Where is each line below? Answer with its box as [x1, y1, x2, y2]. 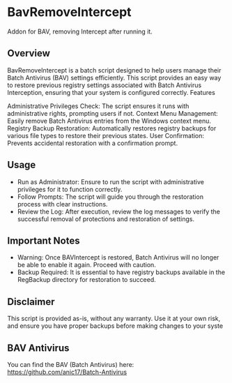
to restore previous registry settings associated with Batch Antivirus [7, 81, 202, 89]
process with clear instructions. [17, 200, 108, 208]
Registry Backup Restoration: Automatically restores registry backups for [7, 123, 217, 133]
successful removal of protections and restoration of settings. [17, 214, 195, 223]
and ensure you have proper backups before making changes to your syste [7, 322, 224, 330]
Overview [7, 47, 51, 59]
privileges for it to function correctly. [17, 185, 123, 193]
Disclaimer [7, 296, 55, 308]
